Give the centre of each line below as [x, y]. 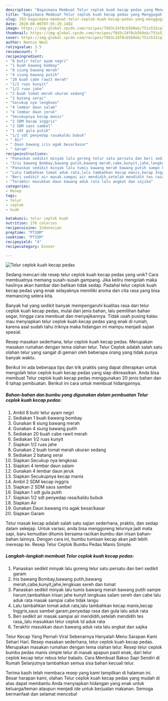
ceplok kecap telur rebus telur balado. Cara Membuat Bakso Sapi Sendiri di [83, 658]
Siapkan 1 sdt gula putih [37, 492]
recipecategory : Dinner [30, 246]
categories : [18, 186]
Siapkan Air [25, 503]
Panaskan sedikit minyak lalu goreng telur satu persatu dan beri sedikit [85, 569]
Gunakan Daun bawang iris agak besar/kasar [59, 508]
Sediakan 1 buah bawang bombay [48, 418]
